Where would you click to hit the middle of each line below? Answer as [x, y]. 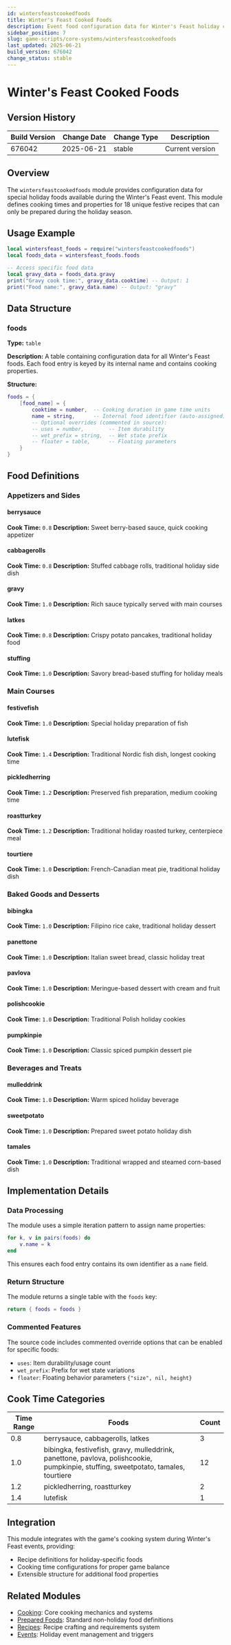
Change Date [85, 137]
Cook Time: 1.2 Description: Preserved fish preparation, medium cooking [112, 792]
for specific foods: [33, 1349]
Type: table [24, 343]
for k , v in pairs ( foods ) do [49, 1238]
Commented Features [44, 1327]
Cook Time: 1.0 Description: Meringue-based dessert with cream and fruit [114, 988]
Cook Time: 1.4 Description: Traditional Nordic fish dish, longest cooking [112, 754]
